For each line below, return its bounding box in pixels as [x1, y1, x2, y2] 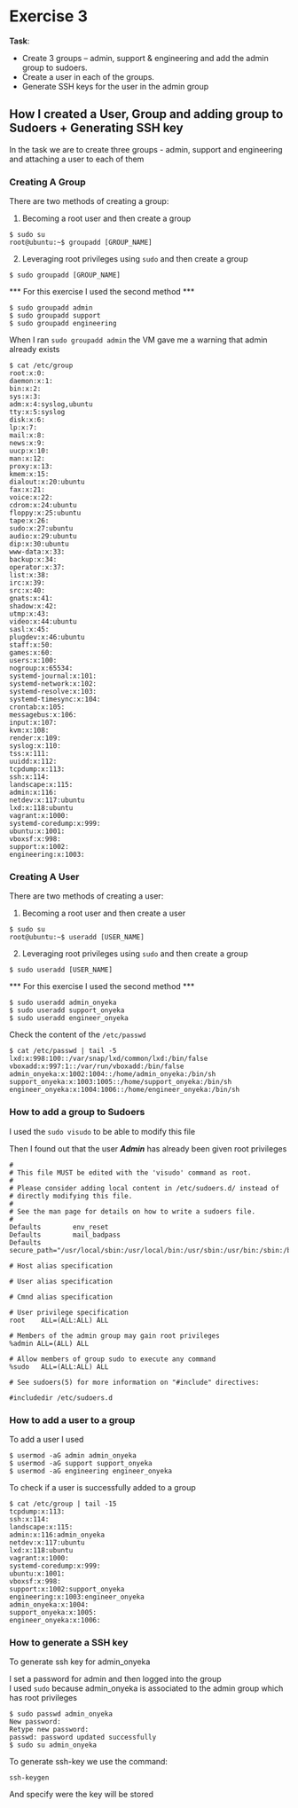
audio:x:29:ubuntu [9, 532, 77, 541]
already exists [9, 344, 60, 355]
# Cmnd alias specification [9, 1293, 114, 1301]
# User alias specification [9, 1277, 114, 1285]
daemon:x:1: [9, 377, 53, 386]
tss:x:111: [9, 750, 50, 759]
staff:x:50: [9, 641, 53, 649]
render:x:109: [9, 734, 62, 743]
